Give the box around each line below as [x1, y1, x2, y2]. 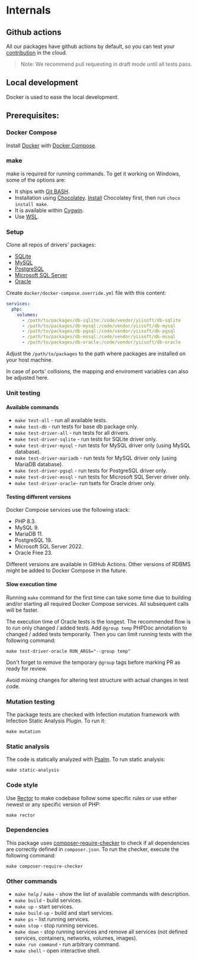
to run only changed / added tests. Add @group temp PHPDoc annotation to [6, 624, 187, 631]
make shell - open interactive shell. [14, 947, 100, 954]
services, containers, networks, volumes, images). [14, 935, 138, 942]
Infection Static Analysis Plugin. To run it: [6, 717, 106, 724]
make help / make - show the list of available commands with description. [14, 891, 190, 898]
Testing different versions [6, 493, 72, 500]
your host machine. [6, 357, 53, 364]
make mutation [6, 728, 41, 734]
